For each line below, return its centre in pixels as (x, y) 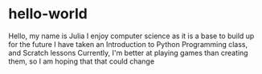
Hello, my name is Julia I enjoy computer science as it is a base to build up (131, 36)
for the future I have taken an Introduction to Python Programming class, (128, 44)
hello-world (48, 14)
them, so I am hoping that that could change (82, 61)
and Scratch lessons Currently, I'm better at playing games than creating (128, 53)
